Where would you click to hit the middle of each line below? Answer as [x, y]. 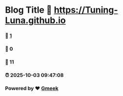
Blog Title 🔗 [29, 10]
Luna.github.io [35, 20]
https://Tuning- [86, 10]
